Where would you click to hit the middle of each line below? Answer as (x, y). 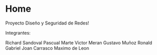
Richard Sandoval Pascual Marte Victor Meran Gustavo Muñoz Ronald (79, 43)
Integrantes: (18, 33)
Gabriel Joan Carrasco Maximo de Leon (47, 48)
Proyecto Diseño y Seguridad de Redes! (47, 23)
